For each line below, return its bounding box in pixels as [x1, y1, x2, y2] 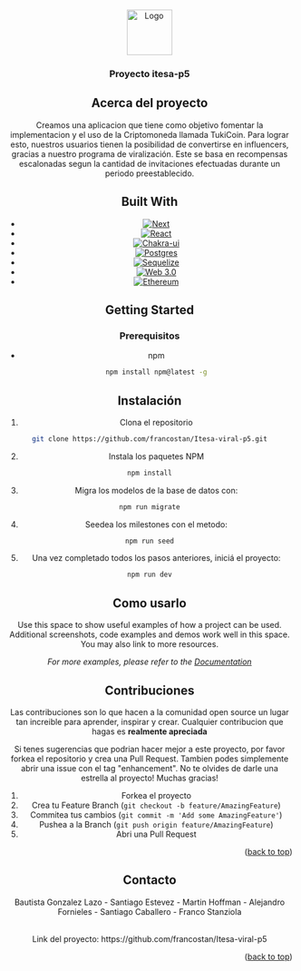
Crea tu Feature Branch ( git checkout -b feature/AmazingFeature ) [32, 799, 281, 810]
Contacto [122, 872, 177, 888]
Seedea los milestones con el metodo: [84, 518, 228, 530]
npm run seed [125, 536, 174, 545]
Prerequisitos [119, 329, 180, 342]
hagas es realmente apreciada [92, 726, 208, 737]
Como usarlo [112, 595, 187, 611]
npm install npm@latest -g [105, 368, 208, 377]
